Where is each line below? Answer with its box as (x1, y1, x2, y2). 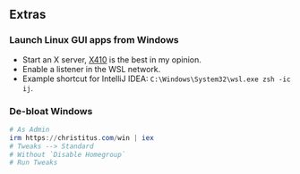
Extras (9, 7, 47, 22)
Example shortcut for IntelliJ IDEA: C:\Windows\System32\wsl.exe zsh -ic (21, 73, 291, 84)
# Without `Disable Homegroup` (9, 150, 126, 159)
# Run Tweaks (9, 158, 58, 168)
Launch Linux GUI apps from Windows (9, 34, 179, 46)
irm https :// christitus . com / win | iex (9, 133, 154, 142)
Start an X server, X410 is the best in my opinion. (21, 54, 201, 65)
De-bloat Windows (9, 104, 93, 117)
